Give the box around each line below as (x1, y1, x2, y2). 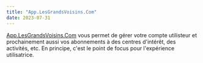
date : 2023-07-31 (6, 15, 51, 21)
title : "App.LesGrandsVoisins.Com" (6, 9, 97, 15)
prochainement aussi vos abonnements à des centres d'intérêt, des (6, 38, 176, 45)
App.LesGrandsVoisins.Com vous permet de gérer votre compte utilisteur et (6, 31, 197, 39)
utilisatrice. (6, 51, 34, 58)
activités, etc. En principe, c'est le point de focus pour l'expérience (6, 44, 175, 52)
